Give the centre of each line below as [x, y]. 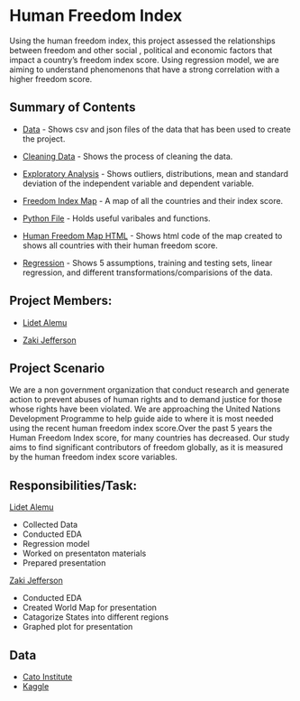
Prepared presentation [64, 563]
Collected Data [50, 525]
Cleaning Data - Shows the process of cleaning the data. [127, 156]
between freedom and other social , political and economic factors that [141, 50]
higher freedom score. [51, 78]
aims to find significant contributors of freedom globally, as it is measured [146, 447]
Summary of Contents [73, 108]
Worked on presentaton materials [84, 553]
